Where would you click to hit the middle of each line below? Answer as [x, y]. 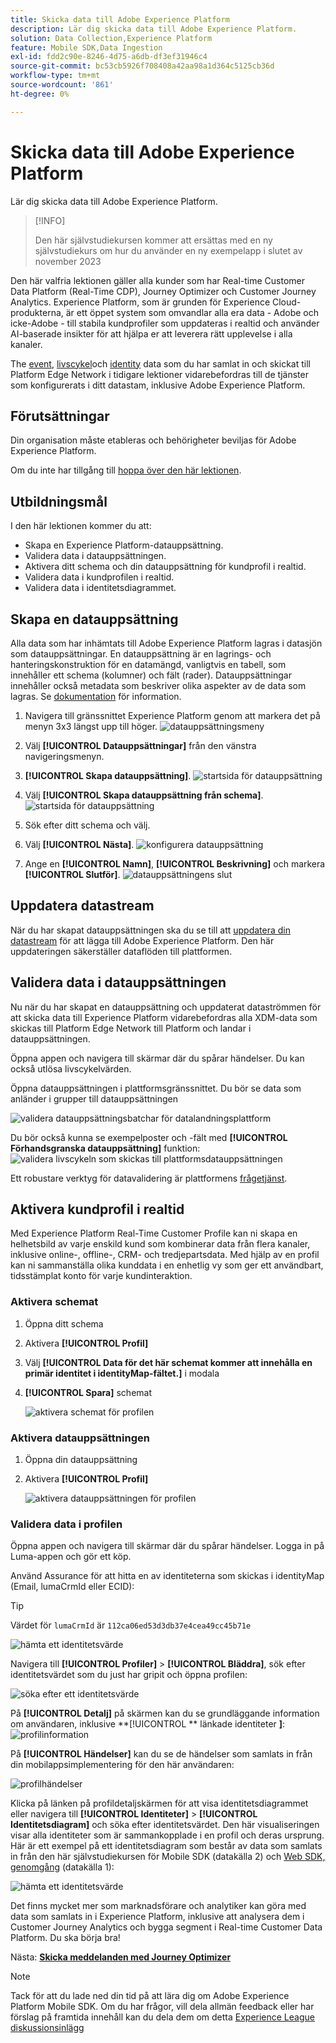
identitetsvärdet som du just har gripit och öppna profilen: [129, 1675]
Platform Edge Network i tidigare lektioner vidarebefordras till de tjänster [159, 374]
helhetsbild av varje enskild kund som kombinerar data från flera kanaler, [160, 1244]
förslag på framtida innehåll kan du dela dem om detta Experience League [162, 2017]
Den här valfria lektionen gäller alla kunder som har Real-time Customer [158, 280]
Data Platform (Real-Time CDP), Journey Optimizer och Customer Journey [163, 291]
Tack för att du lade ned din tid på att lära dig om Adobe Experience [150, 1996]
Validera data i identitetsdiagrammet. [100, 588]
